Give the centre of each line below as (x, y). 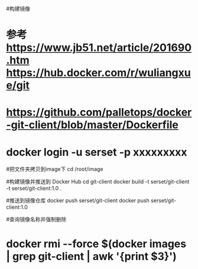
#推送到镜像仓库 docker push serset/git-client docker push (78, 200)
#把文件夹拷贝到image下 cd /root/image (55, 169)
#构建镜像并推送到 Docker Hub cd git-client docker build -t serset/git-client (98, 182)
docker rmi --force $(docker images (96, 244)
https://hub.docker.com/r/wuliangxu (98, 73)
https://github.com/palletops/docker (99, 113)
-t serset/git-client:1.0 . (34, 189)
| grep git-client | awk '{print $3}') (91, 256)
